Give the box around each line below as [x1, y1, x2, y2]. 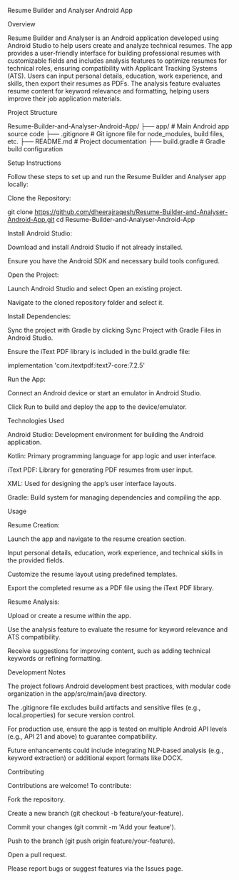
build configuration [7, 145, 63, 153]
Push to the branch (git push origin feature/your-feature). [7, 836, 176, 845]
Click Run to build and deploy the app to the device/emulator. [7, 403, 188, 411]
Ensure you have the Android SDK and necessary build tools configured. [7, 257, 220, 265]
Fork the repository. [7, 795, 66, 804]
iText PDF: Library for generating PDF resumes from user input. [7, 465, 193, 474]
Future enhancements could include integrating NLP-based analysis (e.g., [7, 746, 223, 754]
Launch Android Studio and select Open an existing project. [7, 285, 183, 293]
